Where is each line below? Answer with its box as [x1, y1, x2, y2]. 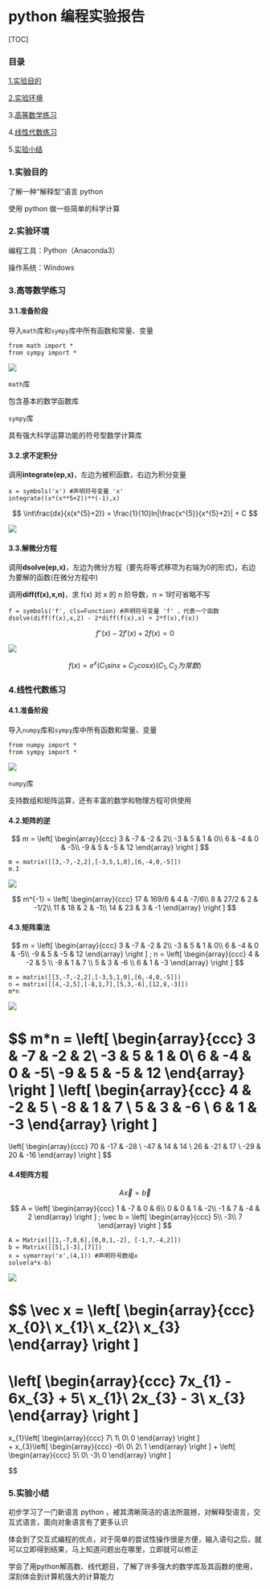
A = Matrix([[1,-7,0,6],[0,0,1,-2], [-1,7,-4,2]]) [8, 1236, 182, 1245]
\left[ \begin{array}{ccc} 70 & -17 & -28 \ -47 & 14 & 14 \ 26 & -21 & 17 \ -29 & [8, 1142, 261, 1151]
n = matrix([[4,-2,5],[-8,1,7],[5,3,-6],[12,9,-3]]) [8, 981, 189, 989]
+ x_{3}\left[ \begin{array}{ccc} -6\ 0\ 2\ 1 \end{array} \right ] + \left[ [8, 1442, 235, 1451]
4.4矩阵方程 [8, 1169, 49, 1179]
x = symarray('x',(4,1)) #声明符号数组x [8, 1252, 138, 1260]
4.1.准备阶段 [8, 706, 49, 716]
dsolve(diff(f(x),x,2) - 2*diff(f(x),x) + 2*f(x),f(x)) [8, 614, 199, 623]
